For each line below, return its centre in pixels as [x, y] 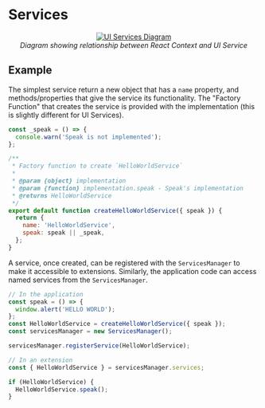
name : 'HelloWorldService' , [69, 226]
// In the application [46, 294]
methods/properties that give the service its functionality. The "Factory [125, 98]
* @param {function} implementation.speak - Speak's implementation [128, 188]
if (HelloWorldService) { [51, 382]
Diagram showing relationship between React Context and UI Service [134, 45]
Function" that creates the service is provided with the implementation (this [132, 106]
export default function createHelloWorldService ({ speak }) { [115, 210]
